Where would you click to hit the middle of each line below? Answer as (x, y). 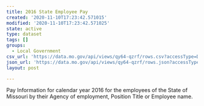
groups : (16, 46)
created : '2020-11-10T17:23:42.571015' (57, 17)
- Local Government (36, 51)
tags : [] (17, 40)
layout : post (23, 68)
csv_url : (17, 57)
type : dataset (24, 34)
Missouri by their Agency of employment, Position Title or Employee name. (100, 96)
